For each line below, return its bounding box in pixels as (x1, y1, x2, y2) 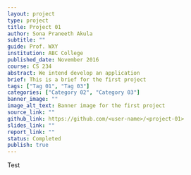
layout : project (7, 10, 55, 18)
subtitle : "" (7, 37, 46, 44)
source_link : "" (7, 109, 55, 116)
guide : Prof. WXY (7, 43, 58, 50)
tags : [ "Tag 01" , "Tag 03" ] (7, 83, 90, 90)
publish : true (7, 142, 49, 149)
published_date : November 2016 (7, 56, 99, 64)
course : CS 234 (7, 63, 52, 70)
